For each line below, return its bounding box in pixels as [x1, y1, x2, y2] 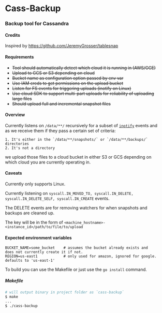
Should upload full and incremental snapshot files [12, 101, 111, 106]
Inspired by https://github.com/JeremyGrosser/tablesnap [5, 43, 118, 49]
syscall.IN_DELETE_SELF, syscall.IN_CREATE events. [5, 195, 110, 201]
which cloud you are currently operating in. [5, 159, 91, 165]
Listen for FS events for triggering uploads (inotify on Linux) [12, 85, 132, 91]
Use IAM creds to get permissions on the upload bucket [12, 80, 123, 86]
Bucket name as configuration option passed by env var [12, 75, 124, 81]
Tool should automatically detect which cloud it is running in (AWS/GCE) [12, 65, 156, 71]
